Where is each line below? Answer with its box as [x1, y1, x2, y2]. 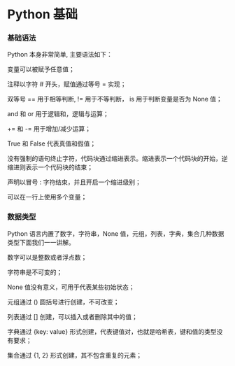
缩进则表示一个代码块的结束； [7, 163, 93, 171]
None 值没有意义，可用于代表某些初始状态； [7, 283, 135, 291]
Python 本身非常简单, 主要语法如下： [7, 50, 113, 59]
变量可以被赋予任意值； [7, 65, 75, 73]
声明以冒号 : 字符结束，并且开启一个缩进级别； [7, 178, 141, 186]
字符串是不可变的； [7, 267, 63, 276]
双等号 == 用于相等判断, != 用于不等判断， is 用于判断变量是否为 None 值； [7, 95, 222, 104]
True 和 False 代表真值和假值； [7, 139, 97, 148]
